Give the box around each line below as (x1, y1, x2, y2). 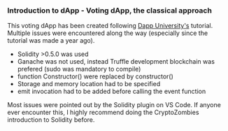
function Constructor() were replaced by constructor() (17, 72, 173, 81)
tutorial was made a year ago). (7, 36, 95, 45)
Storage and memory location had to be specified (17, 80, 161, 88)
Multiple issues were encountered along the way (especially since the (7, 29, 208, 37)
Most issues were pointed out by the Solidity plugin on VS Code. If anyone (7, 101, 222, 109)
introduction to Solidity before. (7, 116, 95, 124)
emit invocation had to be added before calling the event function (17, 87, 206, 96)
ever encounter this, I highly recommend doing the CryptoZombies (7, 108, 199, 117)
